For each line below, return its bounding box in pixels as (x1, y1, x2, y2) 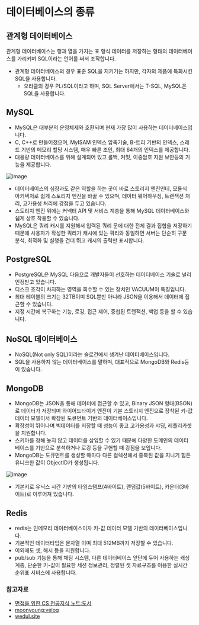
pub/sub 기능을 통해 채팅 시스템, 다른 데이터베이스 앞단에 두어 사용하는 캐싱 (14, 555, 190, 562)
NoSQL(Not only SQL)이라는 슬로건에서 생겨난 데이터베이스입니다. (14, 351, 170, 358)
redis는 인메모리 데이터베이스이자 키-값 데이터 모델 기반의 (14, 525, 148, 532)
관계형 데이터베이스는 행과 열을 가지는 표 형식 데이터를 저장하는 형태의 (6, 48, 168, 55)
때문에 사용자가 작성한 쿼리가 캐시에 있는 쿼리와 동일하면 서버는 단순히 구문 (14, 229, 188, 236)
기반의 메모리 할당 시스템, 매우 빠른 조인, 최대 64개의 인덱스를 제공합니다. (21, 146, 191, 153)
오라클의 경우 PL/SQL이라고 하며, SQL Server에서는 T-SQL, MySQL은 (23, 82, 187, 89)
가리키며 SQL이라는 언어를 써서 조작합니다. (17, 55, 117, 62)
